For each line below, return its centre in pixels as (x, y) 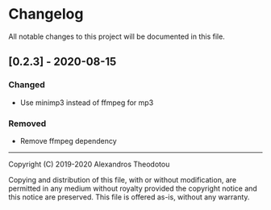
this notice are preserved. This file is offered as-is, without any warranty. (129, 197)
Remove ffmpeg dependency (68, 141)
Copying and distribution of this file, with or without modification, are (122, 179)
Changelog (46, 14)
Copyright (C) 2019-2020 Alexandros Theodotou (89, 164)
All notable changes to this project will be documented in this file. (117, 36)
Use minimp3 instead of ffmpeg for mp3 (87, 103)
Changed (27, 85)
